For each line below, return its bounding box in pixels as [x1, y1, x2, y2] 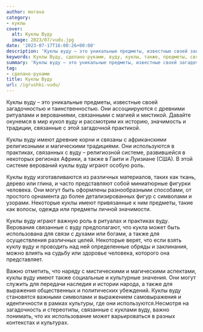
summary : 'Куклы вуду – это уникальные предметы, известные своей [6, 59, 177, 65]
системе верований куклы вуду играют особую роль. [6, 161, 145, 169]
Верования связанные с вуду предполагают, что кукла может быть [6, 224, 180, 230]
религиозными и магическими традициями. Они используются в [6, 143, 175, 149]
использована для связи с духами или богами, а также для [6, 230, 160, 237]
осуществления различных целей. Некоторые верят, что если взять [6, 236, 182, 244]
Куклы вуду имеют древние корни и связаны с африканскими [6, 136, 167, 143]
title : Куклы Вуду [6, 76, 53, 82]
